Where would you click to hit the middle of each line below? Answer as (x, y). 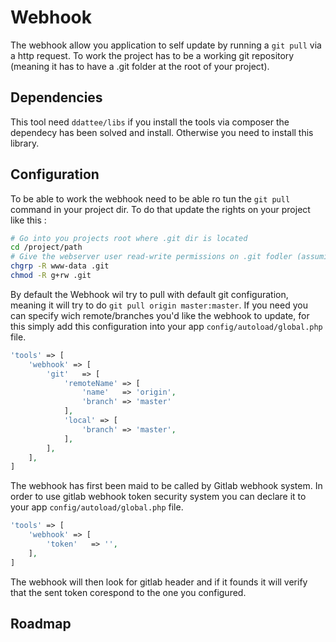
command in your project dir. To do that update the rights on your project (160, 209)
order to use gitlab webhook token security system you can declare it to (158, 497)
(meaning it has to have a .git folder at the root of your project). (140, 66)
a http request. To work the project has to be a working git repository (152, 55)
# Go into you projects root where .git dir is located (129, 238)
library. (25, 143)
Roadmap (41, 624)
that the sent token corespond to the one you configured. (128, 592)
